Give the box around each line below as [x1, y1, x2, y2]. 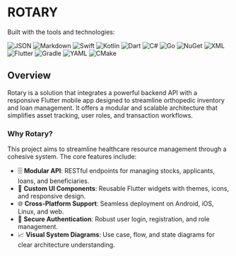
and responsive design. [17, 192, 86, 201]
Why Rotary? [7, 128, 53, 138]
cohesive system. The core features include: [7, 152, 137, 161]
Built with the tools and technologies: [7, 28, 115, 36]
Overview [7, 69, 52, 82]
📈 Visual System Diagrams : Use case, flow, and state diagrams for [17, 230, 215, 239]
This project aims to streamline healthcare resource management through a [7, 145, 228, 153]
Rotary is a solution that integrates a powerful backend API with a [7, 88, 198, 96]
